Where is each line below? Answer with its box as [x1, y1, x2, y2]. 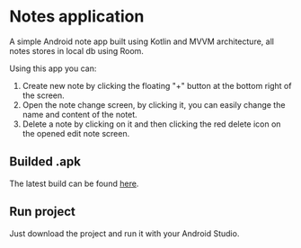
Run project [9, 204, 76, 219]
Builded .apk [9, 155, 81, 170]
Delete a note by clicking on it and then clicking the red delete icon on [22, 119, 281, 129]
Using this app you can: [9, 63, 97, 74]
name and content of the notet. [22, 109, 137, 120]
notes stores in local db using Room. [9, 45, 144, 56]
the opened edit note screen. [22, 128, 130, 138]
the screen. [22, 90, 65, 101]
